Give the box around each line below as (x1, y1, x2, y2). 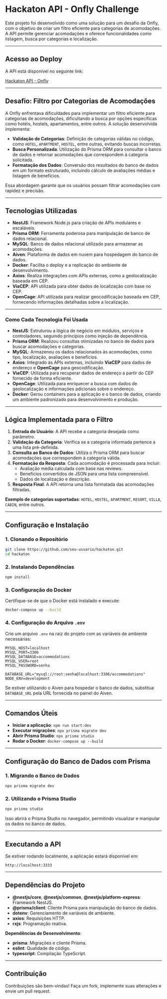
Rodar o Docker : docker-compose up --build (12, 738, 103, 744)
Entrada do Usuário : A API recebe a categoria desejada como (12, 429, 139, 435)
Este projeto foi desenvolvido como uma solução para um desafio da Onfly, (5, 20, 159, 26)
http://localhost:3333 (5, 863, 52, 868)
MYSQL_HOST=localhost (5, 646, 50, 651)
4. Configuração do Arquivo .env (5, 619, 85, 626)
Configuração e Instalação (5, 521, 89, 529)
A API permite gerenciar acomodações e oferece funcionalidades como (5, 30, 152, 36)
